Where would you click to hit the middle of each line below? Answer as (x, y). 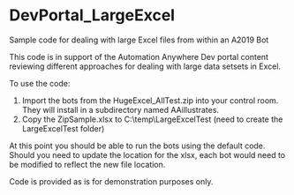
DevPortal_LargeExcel (92, 15)
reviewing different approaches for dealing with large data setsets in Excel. (145, 66)
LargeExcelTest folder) (63, 128)
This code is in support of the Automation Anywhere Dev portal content (139, 56)
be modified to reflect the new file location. (87, 164)
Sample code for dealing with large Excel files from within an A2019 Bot (139, 40)
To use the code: (40, 83)
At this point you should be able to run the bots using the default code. (137, 146)
